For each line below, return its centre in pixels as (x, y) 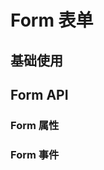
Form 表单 (52, 20)
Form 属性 (35, 125)
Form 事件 (35, 154)
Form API (39, 94)
